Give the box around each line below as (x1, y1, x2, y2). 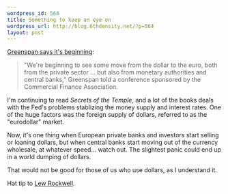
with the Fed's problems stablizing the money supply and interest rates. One (7, 103, 222, 111)
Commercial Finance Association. (23, 83, 118, 91)
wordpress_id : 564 (7, 10, 59, 17)
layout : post (7, 29, 44, 36)
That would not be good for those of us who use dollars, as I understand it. (7, 166, 217, 174)
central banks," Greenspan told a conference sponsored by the (23, 76, 201, 84)
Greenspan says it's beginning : (7, 48, 94, 56)
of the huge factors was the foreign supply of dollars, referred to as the (7, 111, 208, 119)
